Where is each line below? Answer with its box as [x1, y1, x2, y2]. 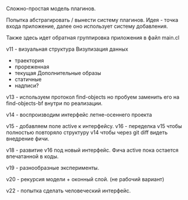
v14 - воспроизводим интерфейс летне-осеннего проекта [6, 112, 152, 118]
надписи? [14, 82, 39, 89]
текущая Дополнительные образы [14, 70, 101, 76]
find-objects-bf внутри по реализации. [6, 100, 103, 107]
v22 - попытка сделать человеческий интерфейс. [6, 187, 131, 194]
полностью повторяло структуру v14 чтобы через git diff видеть [6, 129, 168, 136]
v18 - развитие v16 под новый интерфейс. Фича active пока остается [6, 147, 179, 153]
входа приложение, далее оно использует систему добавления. [6, 23, 168, 29]
